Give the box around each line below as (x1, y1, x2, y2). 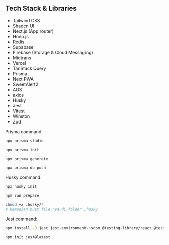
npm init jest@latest (5, 234, 51, 240)
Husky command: (5, 174, 42, 180)
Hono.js (12, 33, 29, 39)
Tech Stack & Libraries (5, 4, 77, 13)
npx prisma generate (5, 156, 49, 161)
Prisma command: (5, 128, 43, 135)
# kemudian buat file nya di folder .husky (5, 207, 98, 212)
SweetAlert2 (12, 81, 39, 87)
